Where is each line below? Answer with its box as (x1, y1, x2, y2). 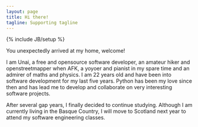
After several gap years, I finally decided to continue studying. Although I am (6, 102, 193, 109)
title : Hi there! (6, 14, 49, 20)
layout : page (6, 8, 38, 15)
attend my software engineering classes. (6, 114, 105, 121)
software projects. (6, 90, 51, 97)
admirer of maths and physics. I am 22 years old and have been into (6, 71, 171, 79)
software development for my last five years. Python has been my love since (6, 77, 192, 84)
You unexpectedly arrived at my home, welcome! (6, 47, 125, 54)
